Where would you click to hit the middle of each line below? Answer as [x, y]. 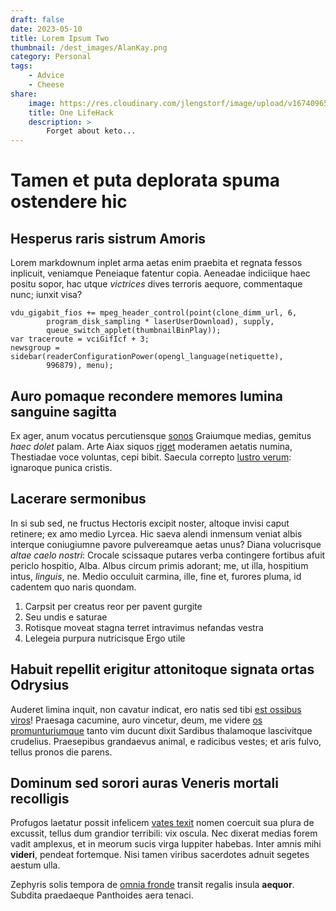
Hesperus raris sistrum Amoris [108, 238]
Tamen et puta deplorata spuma [145, 180]
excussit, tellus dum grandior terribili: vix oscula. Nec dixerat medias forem [164, 833]
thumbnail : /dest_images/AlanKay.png [89, 47]
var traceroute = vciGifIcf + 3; [80, 339]
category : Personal [51, 57]
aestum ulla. [35, 865]
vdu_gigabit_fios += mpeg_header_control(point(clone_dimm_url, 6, [154, 313]
